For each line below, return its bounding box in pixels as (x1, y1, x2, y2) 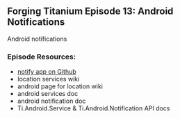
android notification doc (17, 97, 86, 106)
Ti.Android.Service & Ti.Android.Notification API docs (17, 104, 170, 112)
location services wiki (17, 75, 80, 83)
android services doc (17, 90, 79, 98)
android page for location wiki (17, 82, 103, 90)
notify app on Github (17, 68, 76, 76)
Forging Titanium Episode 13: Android (7, 6, 174, 17)
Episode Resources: (7, 52, 76, 61)
